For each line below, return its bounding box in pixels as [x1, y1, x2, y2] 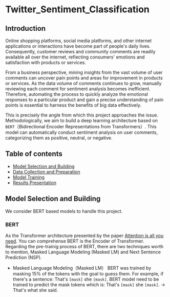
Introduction [5, 24, 46, 33]
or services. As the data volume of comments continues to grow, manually [5, 81, 162, 86]
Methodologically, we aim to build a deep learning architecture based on [5, 117, 158, 124]
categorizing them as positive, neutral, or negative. [5, 135, 113, 141]
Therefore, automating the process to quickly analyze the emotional [5, 91, 148, 97]
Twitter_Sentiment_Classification [5, 4, 150, 15]
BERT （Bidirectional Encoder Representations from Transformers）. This [5, 124, 157, 129]
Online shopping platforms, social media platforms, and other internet [5, 37, 152, 44]
